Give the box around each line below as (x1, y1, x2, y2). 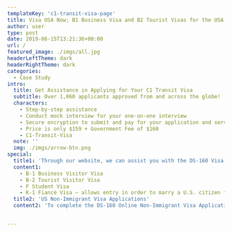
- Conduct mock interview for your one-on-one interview (19, 112, 187, 119)
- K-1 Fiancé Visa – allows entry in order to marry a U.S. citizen (19, 189, 221, 196)
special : (7, 151, 32, 158)
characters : (13, 100, 48, 107)
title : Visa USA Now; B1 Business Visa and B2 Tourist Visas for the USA (7, 17, 224, 23)
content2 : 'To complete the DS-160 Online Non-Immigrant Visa (13, 202, 196, 209)
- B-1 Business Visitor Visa (19, 170, 104, 177)
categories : (7, 67, 41, 74)
